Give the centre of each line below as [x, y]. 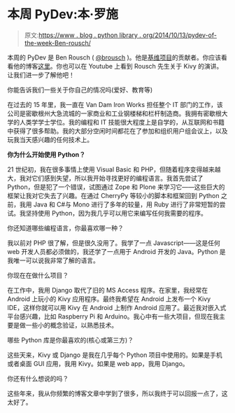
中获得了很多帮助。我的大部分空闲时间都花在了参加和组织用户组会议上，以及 [117, 131]
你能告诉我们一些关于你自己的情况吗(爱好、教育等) [80, 90]
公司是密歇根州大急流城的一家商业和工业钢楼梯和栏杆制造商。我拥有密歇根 [114, 113]
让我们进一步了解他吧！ [41, 75]
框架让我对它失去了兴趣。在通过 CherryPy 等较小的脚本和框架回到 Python [113, 195]
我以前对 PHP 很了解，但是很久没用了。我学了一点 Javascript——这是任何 [114, 243]
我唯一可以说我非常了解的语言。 [53, 260]
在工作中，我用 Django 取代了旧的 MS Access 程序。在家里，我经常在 [108, 290]
